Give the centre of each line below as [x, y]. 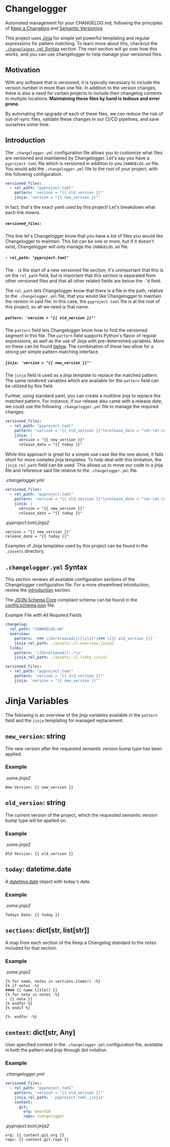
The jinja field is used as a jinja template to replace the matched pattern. [82, 375]
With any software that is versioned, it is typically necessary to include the [83, 82]
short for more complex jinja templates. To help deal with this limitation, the [83, 460]
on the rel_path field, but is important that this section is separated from [80, 275]
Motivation [23, 70]
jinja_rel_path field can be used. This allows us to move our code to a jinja [84, 465]
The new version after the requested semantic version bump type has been [84, 748]
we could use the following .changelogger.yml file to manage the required [82, 406]
